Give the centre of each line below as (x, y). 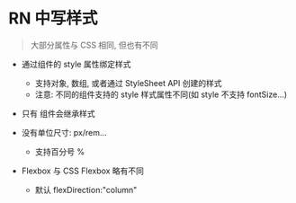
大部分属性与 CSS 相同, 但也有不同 (94, 45)
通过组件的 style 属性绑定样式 (76, 64)
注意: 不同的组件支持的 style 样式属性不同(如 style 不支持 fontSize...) (161, 94)
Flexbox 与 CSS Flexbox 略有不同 (83, 171)
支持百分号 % (60, 151)
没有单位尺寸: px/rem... (64, 132)
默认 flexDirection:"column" (86, 190)
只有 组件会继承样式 (58, 113)
